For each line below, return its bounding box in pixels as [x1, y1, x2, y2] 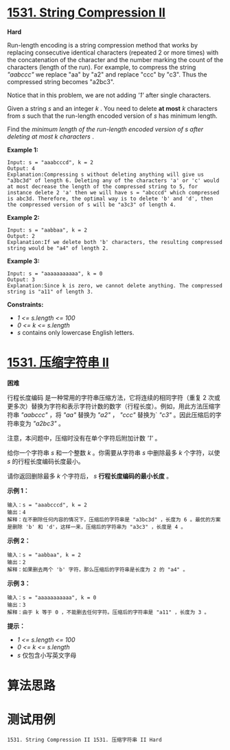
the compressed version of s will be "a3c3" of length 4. [7, 201, 176, 208]
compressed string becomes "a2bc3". [7, 77, 115, 85]
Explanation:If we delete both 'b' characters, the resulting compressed [7, 239, 223, 245]
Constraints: [7, 300, 44, 308]
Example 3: [7, 256, 40, 265]
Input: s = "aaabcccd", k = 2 [7, 159, 94, 166]
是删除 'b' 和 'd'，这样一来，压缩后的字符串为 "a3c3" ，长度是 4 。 [7, 523, 187, 530]
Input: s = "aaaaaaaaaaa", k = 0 [7, 270, 103, 277]
